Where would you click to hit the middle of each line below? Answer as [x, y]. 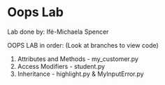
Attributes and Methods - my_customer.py [78, 59]
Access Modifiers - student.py [61, 66]
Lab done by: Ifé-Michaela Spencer [58, 32]
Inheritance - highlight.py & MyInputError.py [81, 74]
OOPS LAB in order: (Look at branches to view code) [83, 45]
